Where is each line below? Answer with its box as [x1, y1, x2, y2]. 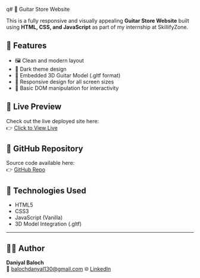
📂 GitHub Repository [6, 143, 83, 154]
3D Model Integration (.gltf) [14, 220, 82, 227]
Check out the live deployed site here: [6, 117, 99, 124]
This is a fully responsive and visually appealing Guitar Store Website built [6, 17, 189, 24]
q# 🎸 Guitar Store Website [6, 6, 70, 13]
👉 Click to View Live [6, 124, 58, 131]
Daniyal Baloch [6, 259, 45, 266]
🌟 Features [6, 40, 47, 51]
